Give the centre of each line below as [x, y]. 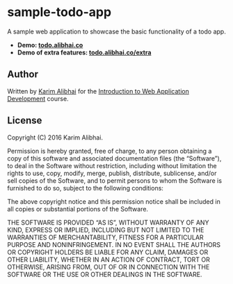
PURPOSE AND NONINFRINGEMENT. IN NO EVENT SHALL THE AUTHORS [114, 244]
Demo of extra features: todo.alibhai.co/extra [84, 52]
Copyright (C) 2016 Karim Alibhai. [55, 137]
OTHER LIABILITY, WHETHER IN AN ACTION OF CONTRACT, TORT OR [109, 260]
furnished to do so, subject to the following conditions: [85, 188]
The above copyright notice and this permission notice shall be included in [114, 201]
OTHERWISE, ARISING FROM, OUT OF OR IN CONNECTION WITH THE [109, 267]
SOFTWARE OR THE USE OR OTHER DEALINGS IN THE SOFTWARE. [105, 274]
